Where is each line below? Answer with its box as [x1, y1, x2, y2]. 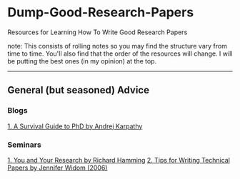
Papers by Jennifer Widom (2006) [7, 163, 108, 172]
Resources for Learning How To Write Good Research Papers [7, 28, 188, 36]
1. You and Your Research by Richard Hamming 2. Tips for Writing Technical [7, 155, 231, 164]
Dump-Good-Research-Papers [7, 4, 194, 21]
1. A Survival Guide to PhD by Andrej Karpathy [7, 122, 143, 131]
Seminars [7, 140, 41, 150]
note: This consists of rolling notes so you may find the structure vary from [7, 41, 227, 50]
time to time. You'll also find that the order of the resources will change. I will [7, 49, 233, 58]
